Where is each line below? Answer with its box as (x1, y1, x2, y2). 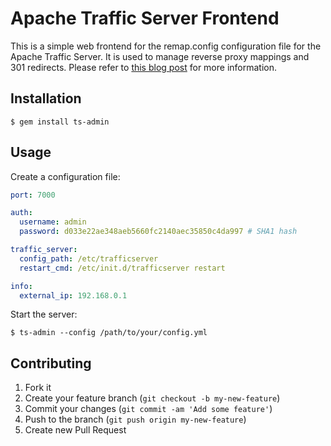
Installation (10, 90, 82, 107)
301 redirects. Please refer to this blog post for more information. (10, 61, 278, 73)
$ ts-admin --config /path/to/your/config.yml (10, 328, 208, 338)
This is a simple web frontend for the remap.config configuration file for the (10, 40, 322, 52)
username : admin (19, 217, 87, 227)
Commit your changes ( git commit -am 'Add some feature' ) (24, 403, 273, 415)
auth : (10, 208, 33, 218)
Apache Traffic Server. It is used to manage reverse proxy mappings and (10, 50, 310, 62)
